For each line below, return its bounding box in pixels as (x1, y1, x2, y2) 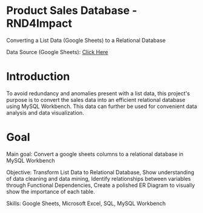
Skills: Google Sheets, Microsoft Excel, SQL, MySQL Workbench (6, 200, 166, 207)
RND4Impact (6, 16, 73, 30)
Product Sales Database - (6, 4, 138, 18)
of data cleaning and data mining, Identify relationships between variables (6, 175, 191, 182)
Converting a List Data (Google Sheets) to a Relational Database (6, 36, 166, 44)
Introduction (6, 70, 70, 84)
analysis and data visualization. (6, 109, 84, 116)
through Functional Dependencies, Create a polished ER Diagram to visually (6, 181, 195, 189)
